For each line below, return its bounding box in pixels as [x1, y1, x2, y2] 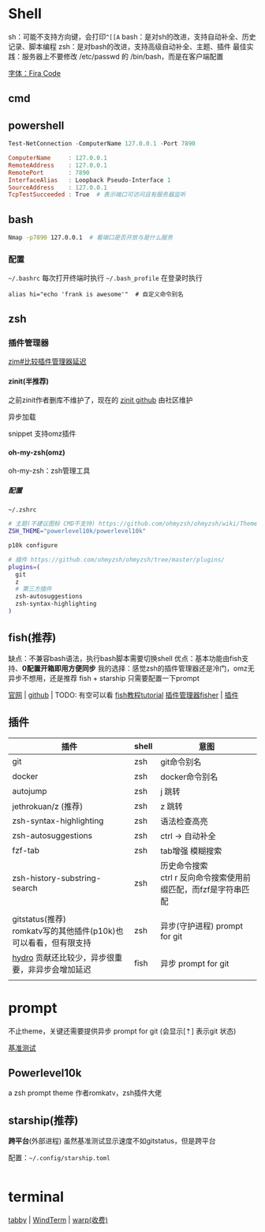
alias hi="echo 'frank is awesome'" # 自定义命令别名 [8, 290, 184, 299]
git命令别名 [160, 756, 202, 767]
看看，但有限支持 [28, 937, 92, 948]
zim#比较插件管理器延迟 [8, 357, 87, 366]
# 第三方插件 [15, 585, 53, 593]
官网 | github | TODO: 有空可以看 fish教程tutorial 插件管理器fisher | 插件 [8, 690, 239, 700]
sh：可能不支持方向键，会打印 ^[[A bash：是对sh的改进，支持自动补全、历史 [8, 32, 256, 41]
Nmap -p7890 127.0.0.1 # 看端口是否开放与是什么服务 [8, 234, 174, 242]
